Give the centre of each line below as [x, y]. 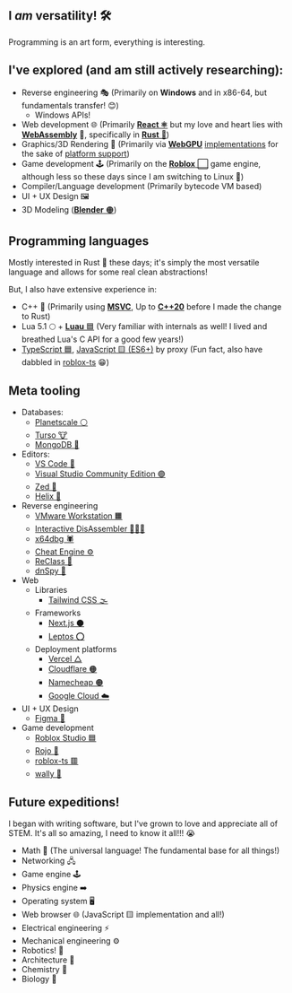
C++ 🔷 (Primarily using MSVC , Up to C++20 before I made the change [151, 307]
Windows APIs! [63, 115]
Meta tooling [44, 391]
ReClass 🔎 [53, 562]
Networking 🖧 [48, 861]
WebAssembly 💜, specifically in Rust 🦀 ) [95, 135]
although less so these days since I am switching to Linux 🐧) [133, 176]
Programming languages [79, 241]
